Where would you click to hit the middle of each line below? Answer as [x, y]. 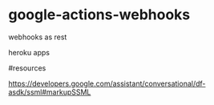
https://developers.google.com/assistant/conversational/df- [107, 83]
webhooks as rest [38, 37]
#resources [27, 68]
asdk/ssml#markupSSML [50, 92]
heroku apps [29, 52]
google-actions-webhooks [99, 15]
